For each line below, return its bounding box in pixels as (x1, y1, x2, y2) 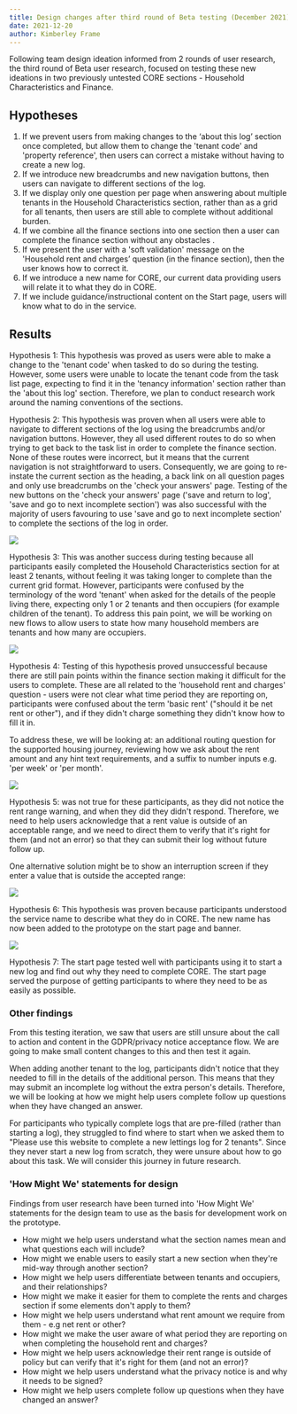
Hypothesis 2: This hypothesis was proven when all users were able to (9, 414, 266, 425)
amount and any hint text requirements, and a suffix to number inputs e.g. (9, 754, 277, 763)
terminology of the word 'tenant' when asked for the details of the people (9, 590, 276, 599)
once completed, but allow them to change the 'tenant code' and (21, 141, 258, 152)
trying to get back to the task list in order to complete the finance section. (9, 442, 277, 453)
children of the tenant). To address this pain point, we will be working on (9, 608, 272, 619)
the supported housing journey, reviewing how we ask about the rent (9, 744, 260, 754)
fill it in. (9, 717, 35, 728)
